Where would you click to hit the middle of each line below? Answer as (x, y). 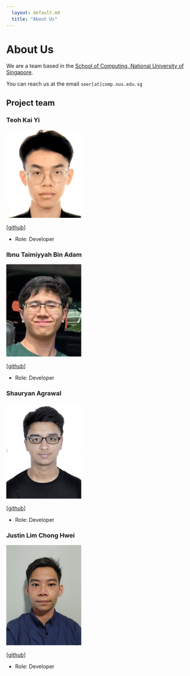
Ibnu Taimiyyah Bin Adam (44, 255)
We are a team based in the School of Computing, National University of (95, 66)
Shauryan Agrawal (34, 393)
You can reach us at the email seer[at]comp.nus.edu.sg (74, 84)
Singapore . (20, 73)
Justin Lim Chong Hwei (40, 535)
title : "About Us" (35, 19)
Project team (31, 103)
